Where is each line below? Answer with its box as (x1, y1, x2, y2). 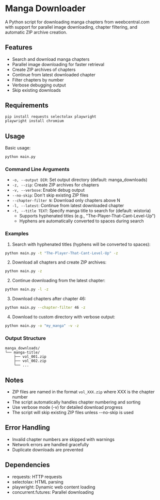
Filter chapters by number (12, 77, 64, 83)
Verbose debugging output (12, 82, 66, 88)
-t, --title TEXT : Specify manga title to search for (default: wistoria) (12, 208, 151, 214)
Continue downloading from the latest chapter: (12, 278, 106, 283)
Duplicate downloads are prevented (12, 447, 83, 452)
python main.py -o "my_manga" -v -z (5, 323, 79, 328)
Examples (5, 230, 29, 237)
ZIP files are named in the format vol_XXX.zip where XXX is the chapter (12, 389, 155, 395)
